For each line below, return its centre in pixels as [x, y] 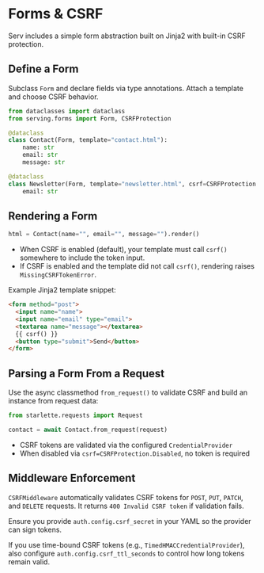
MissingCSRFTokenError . [58, 275]
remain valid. [29, 562]
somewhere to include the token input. [82, 258]
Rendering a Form [53, 216]
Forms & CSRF [56, 14]
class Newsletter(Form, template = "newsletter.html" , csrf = [107, 184]
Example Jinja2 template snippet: [62, 290]
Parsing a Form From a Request [86, 373]
